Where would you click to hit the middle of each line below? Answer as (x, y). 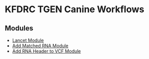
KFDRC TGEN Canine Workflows (74, 9)
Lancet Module (28, 40)
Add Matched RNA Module (40, 46)
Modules (19, 28)
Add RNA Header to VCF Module (46, 51)
